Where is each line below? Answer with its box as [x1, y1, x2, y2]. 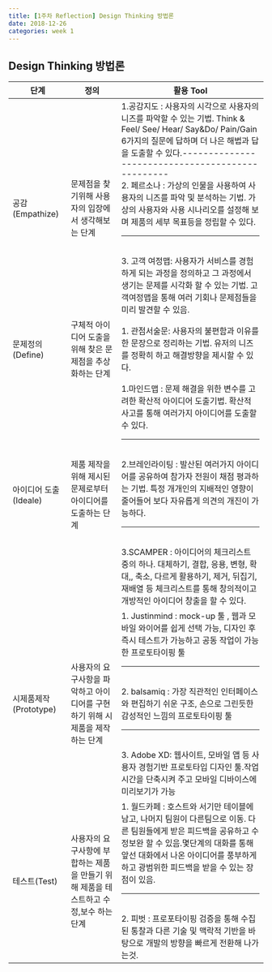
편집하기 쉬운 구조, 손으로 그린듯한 [130, 699, 254, 710]
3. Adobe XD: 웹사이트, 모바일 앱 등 [121, 750, 250, 761]
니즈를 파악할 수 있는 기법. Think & [121, 113, 245, 124]
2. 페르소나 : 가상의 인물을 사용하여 [121, 180, 247, 191]
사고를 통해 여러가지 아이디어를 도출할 [121, 407, 257, 419]
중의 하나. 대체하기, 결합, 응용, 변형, [121, 559, 248, 570]
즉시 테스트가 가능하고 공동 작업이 [121, 634, 242, 646]
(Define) [12, 350, 45, 361]
